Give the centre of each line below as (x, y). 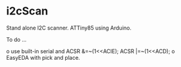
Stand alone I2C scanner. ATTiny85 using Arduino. (69, 28)
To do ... (17, 39)
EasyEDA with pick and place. (43, 57)
